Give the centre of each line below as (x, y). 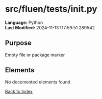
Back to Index (19, 91)
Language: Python (24, 22)
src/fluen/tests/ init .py (51, 9)
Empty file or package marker (35, 55)
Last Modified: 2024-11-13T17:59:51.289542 (50, 27)
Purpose (18, 43)
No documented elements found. (38, 82)
